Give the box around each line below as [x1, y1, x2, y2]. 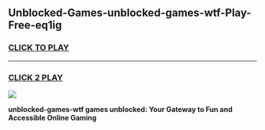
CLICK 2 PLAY [8, 72, 63, 83]
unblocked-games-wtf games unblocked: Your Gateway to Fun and [8, 104, 233, 113]
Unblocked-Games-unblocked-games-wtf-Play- [8, 6, 252, 20]
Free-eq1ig [8, 19, 62, 32]
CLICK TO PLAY [8, 43, 69, 54]
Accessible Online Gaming [8, 113, 97, 122]
